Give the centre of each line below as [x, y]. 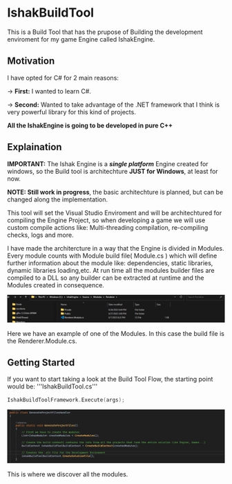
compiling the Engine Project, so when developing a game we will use [106, 220]
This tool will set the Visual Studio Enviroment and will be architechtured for [115, 213]
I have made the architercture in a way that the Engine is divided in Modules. [116, 248]
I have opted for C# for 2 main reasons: [63, 78]
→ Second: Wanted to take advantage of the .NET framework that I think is [113, 105]
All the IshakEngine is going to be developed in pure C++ [90, 125]
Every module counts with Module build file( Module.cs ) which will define [112, 256]
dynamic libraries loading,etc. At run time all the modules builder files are [111, 270]
